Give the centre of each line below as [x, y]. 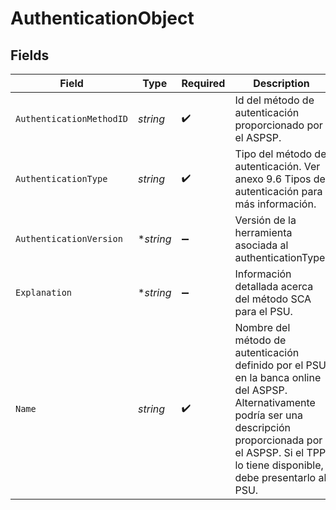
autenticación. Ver [277, 166]
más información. [275, 204]
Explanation [44, 292]
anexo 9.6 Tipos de [280, 179]
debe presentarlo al [280, 477]
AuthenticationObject [102, 18]
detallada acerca [274, 286]
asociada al [261, 245]
